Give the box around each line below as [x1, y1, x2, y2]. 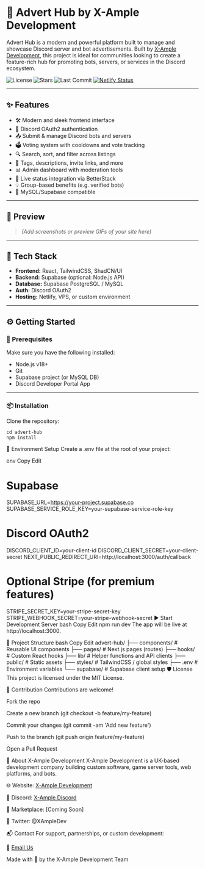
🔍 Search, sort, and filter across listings [15, 150, 116, 157]
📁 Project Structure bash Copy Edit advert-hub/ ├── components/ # [6, 639, 178, 646]
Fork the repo [6, 698, 41, 705]
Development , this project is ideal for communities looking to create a [6, 51, 181, 59]
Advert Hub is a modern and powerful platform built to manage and [6, 38, 175, 46]
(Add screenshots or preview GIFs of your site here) [21, 228, 152, 235]
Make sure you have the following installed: [6, 349, 115, 356]
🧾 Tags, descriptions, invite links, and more [15, 159, 124, 167]
